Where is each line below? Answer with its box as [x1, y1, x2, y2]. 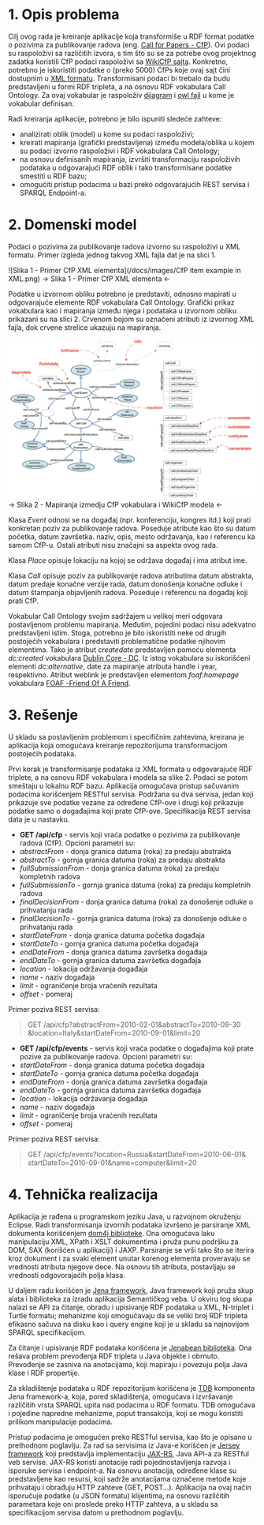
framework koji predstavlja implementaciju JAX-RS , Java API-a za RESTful [8, 1449, 250, 1459]
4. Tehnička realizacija [8, 1186, 158, 1204]
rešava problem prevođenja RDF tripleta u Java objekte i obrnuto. [8, 1351, 220, 1361]
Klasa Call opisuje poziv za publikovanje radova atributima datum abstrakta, [8, 571, 255, 581]
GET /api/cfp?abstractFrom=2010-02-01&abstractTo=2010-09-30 [27, 1020, 241, 1029]
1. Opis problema [8, 6, 120, 24]
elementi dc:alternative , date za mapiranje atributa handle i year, [8, 661, 218, 672]
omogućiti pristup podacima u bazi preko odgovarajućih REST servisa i [19, 179, 250, 189]
